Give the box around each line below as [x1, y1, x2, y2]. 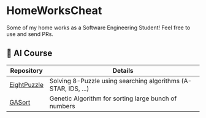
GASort [9, 98, 31, 106]
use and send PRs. [6, 30, 54, 37]
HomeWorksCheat [6, 4, 102, 18]
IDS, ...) [68, 84, 90, 92]
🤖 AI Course [6, 48, 53, 59]
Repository [10, 66, 43, 75]
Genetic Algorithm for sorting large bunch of [49, 94, 177, 103]
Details [112, 66, 134, 75]
